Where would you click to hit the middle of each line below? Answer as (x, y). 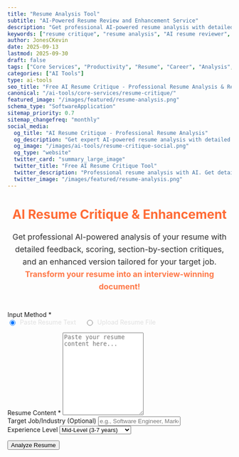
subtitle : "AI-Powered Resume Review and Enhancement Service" (103, 21)
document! (119, 287)
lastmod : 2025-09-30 (38, 54)
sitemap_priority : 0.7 (41, 113)
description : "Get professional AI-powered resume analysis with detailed (121, 27)
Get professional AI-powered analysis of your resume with (119, 237)
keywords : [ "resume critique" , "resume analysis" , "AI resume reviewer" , (119, 34)
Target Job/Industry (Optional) (52, 421)
